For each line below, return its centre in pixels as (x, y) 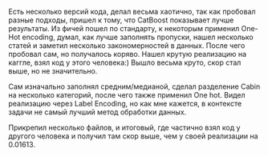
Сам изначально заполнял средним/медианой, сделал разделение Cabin (134, 86)
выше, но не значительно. (53, 71)
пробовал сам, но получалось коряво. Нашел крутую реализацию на (128, 54)
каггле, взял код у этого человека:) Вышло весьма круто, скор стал (125, 62)
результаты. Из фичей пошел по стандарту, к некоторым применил (124, 28)
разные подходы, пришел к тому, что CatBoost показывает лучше (121, 20)
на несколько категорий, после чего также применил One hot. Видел (127, 95)
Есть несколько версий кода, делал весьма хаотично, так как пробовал (132, 12)
